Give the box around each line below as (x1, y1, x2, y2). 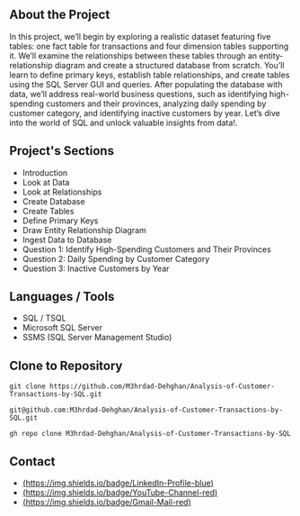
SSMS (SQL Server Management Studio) (22, 332, 172, 343)
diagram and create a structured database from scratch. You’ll (54, 59, 285, 70)
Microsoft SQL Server (22, 322, 103, 333)
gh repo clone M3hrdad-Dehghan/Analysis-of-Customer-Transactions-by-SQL (9, 430, 292, 439)
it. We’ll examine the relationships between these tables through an (9, 50, 258, 61)
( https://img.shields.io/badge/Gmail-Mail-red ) (22, 497, 191, 508)
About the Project (9, 7, 110, 23)
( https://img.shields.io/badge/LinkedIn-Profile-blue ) (22, 477, 214, 489)
